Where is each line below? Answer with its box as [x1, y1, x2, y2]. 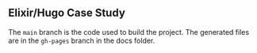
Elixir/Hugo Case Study [8, 6, 125, 20]
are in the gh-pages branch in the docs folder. [8, 36, 155, 45]
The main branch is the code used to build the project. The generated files [8, 27, 250, 36]
